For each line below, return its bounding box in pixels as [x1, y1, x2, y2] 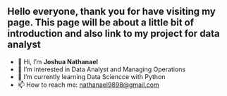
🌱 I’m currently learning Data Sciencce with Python [17, 72, 166, 80]
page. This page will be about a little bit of [7, 17, 195, 29]
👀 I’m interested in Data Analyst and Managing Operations [17, 65, 185, 73]
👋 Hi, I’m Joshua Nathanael [17, 57, 99, 66]
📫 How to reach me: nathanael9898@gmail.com [17, 80, 160, 89]
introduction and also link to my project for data [7, 28, 220, 40]
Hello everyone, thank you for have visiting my [7, 6, 216, 18]
